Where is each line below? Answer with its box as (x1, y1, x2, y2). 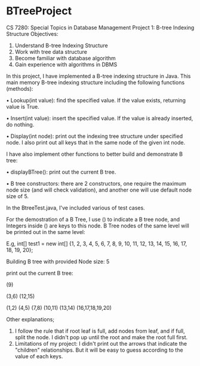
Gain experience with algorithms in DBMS (14, 61, 118, 68)
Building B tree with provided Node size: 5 (6, 258, 110, 265)
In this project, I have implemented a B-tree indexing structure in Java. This (6, 72, 191, 79)
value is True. (6, 103, 40, 110)
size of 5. (6, 192, 29, 199)
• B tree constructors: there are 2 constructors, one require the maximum (6, 180, 186, 187)
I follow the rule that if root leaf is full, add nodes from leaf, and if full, (14, 327, 185, 334)
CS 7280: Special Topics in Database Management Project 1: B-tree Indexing (6, 24, 195, 31)
